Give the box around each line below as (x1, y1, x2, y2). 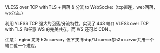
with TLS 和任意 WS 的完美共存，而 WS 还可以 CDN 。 (5, 26, 114, 32)
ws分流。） (5, 10, 26, 16)
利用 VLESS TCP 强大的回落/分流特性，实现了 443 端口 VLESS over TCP (5, 21, 149, 26)
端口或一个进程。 (5, 43, 39, 48)
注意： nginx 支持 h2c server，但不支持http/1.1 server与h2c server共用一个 (5, 37, 154, 42)
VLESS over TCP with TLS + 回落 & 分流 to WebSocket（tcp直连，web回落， (5, 4, 158, 10)
